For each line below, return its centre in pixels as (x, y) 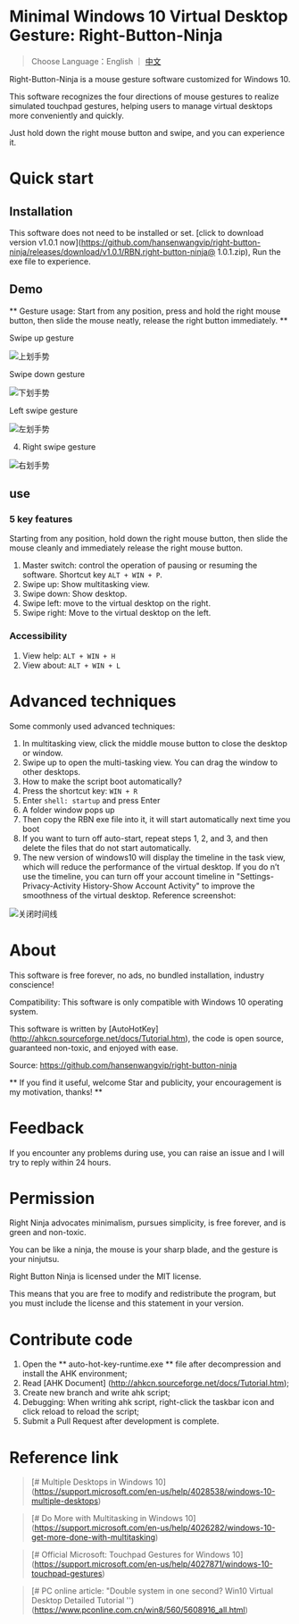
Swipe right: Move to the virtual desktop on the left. (116, 613)
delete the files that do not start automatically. (107, 847)
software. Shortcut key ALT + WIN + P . (92, 575)
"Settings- (255, 876)
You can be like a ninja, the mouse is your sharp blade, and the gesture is (144, 1250)
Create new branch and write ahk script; (96, 1393)
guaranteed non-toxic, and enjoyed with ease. (94, 1048)
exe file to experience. (50, 261)
